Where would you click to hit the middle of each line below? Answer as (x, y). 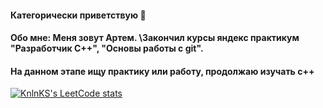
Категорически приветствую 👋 (78, 15)
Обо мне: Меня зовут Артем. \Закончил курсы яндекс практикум (155, 38)
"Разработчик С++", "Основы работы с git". (107, 48)
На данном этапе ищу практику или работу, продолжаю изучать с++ (162, 71)
